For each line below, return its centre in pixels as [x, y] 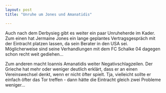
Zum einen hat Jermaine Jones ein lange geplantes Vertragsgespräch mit [80, 38]
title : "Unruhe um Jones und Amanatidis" [49, 14]
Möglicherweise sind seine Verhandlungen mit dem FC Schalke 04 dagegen [83, 49]
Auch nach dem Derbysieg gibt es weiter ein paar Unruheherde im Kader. [80, 33]
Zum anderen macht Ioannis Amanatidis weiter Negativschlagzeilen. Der [79, 64]
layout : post [19, 10]
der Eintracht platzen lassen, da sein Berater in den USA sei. [67, 43]
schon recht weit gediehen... [34, 54]
